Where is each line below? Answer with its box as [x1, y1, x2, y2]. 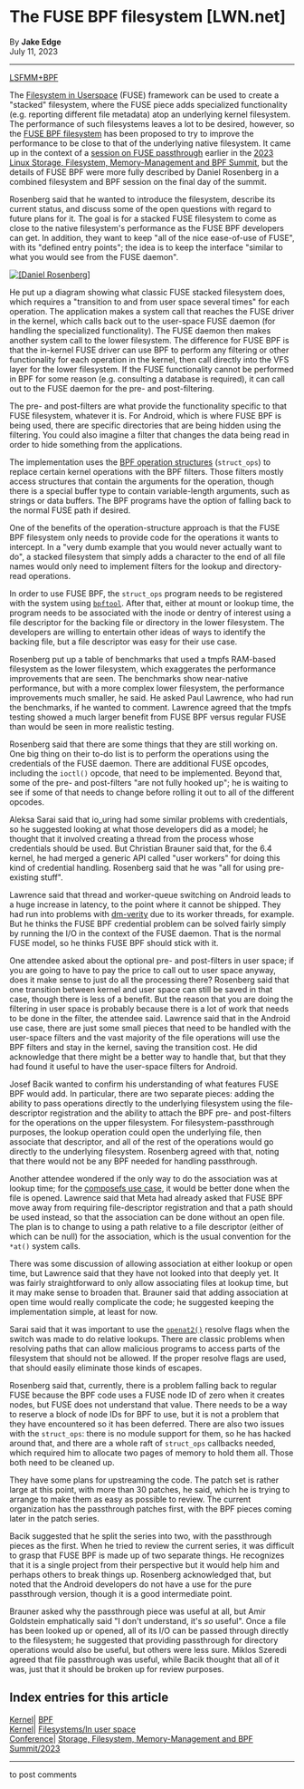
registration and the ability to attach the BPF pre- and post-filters [49, 1107, 291, 1118]
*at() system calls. [9, 1240, 81, 1252]
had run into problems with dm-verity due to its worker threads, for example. [9, 908, 295, 919]
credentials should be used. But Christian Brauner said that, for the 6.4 [9, 843, 272, 854]
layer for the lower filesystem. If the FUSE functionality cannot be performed [9, 363, 294, 374]
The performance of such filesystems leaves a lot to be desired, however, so [9, 118, 295, 129]
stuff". [40, 872, 63, 883]
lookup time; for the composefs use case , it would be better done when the [9, 1183, 290, 1194]
